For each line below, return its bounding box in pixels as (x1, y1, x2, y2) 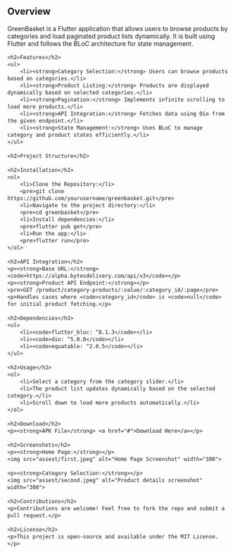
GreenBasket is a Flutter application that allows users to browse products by (7, 24, 229, 32)
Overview (7, 6, 51, 18)
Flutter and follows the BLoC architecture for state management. (7, 39, 193, 48)
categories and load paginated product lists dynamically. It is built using (7, 32, 215, 40)
